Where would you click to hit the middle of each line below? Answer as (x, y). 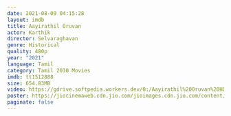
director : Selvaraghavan (43, 39)
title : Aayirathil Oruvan (44, 26)
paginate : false (30, 102)
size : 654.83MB (29, 83)
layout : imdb (26, 20)
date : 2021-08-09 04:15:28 (46, 13)
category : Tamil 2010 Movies (49, 70)
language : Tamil (30, 64)
